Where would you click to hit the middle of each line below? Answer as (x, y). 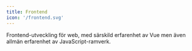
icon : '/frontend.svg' (35, 18)
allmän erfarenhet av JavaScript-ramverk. (59, 41)
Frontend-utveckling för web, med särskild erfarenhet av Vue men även (96, 35)
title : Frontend (27, 12)
